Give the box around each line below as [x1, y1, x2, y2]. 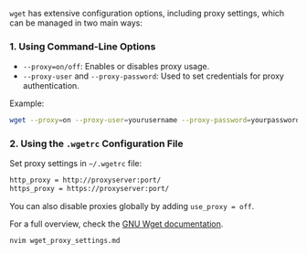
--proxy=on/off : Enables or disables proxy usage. [22, 61, 210, 72]
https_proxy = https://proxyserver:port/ [9, 185, 170, 194]
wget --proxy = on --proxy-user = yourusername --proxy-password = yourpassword [9, 116, 301, 125]
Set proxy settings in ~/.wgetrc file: [9, 158, 143, 169]
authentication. [22, 80, 79, 91]
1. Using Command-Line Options [9, 40, 156, 53]
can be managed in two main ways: [9, 17, 143, 28]
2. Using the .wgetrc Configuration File [9, 137, 185, 150]
